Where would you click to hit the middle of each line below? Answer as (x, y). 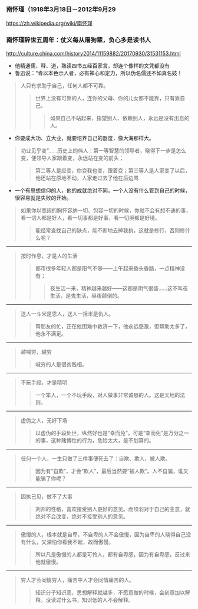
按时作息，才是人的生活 (49, 256)
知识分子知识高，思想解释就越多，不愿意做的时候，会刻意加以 (110, 592)
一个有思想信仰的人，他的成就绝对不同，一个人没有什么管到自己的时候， (102, 190)
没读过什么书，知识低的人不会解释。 (90, 600)
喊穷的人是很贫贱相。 (61, 364)
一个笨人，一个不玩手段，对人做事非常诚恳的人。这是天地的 (108, 395)
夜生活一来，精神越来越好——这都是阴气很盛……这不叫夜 (119, 288)
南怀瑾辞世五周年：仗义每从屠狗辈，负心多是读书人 (79, 40)
